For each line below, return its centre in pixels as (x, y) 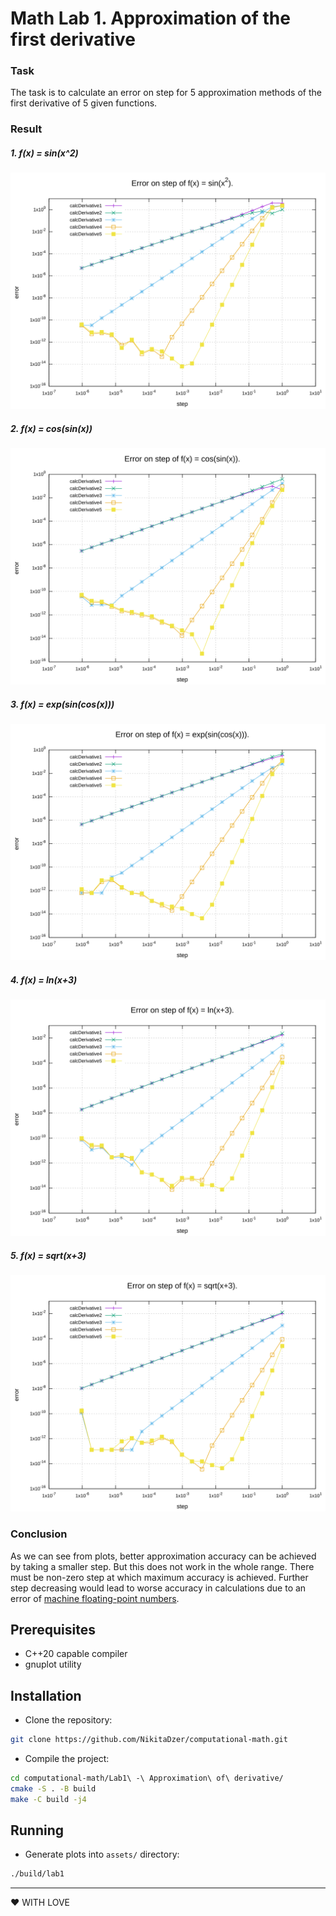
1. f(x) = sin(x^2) (44, 153)
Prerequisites (53, 1629)
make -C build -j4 (48, 1799)
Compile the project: (67, 1759)
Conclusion (39, 1534)
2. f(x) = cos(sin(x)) (51, 428)
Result (26, 129)
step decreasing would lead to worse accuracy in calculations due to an (158, 1588)
